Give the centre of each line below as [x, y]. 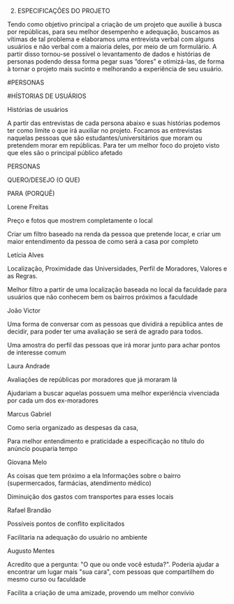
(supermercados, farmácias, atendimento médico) [79, 483]
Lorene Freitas [28, 207]
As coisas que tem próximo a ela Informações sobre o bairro [94, 476]
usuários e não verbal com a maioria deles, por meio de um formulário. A [112, 46]
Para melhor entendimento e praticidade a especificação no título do [106, 441]
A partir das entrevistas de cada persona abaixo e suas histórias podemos [114, 123]
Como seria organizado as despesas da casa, [73, 427]
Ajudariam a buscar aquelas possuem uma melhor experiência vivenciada [114, 393]
